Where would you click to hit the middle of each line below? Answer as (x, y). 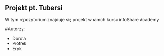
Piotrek (19, 43)
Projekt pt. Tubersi (34, 8)
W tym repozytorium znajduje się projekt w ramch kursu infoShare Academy (82, 19)
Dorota (19, 38)
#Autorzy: (15, 29)
